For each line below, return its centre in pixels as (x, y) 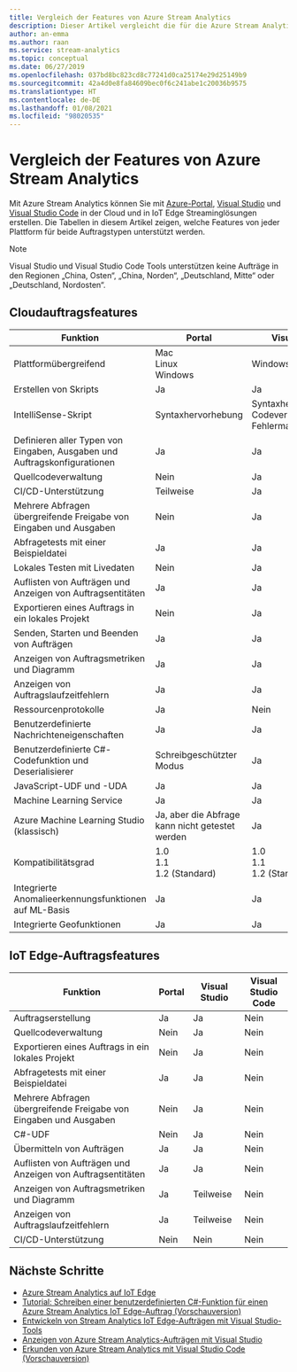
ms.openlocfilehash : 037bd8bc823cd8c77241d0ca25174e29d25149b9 (128, 75)
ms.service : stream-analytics (65, 51)
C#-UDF (32, 1134)
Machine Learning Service (68, 800)
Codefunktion (42, 760)
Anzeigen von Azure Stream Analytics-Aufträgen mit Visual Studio (142, 1339)
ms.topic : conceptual (49, 58)
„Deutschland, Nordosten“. (57, 285)
